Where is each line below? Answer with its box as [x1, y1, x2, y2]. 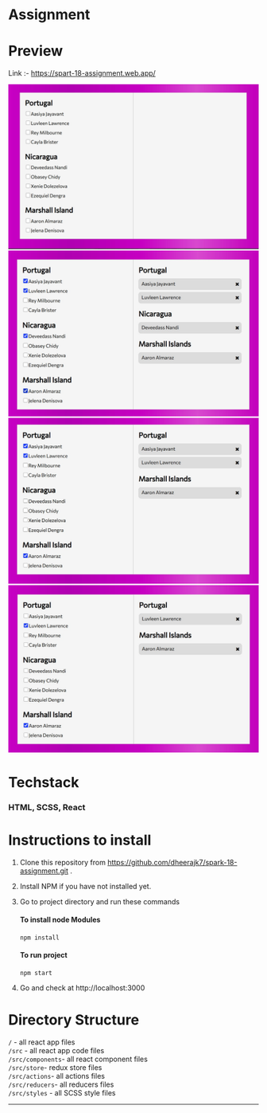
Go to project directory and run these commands [19, 896, 180, 906]
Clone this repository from [19, 857, 106, 867]
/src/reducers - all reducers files [8, 1080, 114, 1089]
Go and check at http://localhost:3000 [19, 982, 145, 993]
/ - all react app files [8, 1037, 75, 1047]
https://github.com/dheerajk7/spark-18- [106, 857, 238, 867]
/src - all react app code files [8, 1045, 105, 1055]
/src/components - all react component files [8, 1054, 149, 1064]
